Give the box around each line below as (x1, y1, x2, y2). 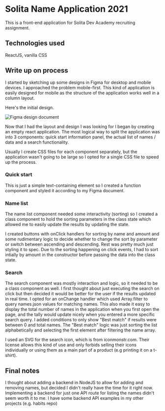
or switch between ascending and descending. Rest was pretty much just (5, 241, 154, 247)
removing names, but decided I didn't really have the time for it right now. (5, 385, 153, 391)
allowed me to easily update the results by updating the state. (5, 222, 130, 228)
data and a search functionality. (5, 139, 69, 145)
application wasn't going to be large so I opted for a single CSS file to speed (5, 154, 159, 160)
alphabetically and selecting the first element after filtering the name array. (5, 327, 156, 333)
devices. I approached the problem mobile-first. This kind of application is (5, 84, 155, 90)
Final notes (5, 366, 40, 375)
